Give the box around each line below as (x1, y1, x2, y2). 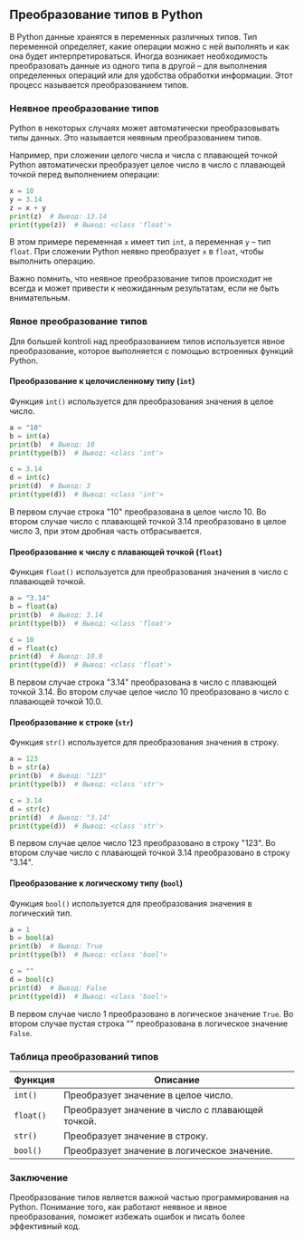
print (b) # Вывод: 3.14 (9, 610, 103, 620)
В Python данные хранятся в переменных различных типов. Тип (9, 31, 258, 42)
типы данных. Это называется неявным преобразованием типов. (9, 132, 262, 143)
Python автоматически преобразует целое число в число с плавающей (9, 159, 286, 170)
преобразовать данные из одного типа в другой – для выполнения (9, 60, 268, 71)
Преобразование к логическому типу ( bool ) (9, 878, 184, 889)
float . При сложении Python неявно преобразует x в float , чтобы (9, 246, 264, 257)
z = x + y (9, 203, 47, 212)
